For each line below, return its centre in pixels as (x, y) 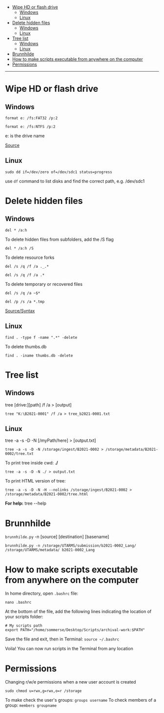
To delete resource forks (30, 257)
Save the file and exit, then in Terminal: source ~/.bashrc (62, 639)
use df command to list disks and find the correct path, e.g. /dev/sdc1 (75, 181)
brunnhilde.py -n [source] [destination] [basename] (57, 537)
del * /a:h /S (20, 248)
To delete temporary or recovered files (44, 284)
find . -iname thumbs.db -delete (39, 356)
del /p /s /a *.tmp (25, 302)
